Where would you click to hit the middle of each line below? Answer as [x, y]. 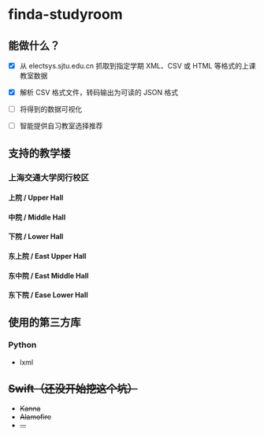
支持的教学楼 [39, 153]
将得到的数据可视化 [51, 109]
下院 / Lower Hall [36, 237]
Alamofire [35, 417]
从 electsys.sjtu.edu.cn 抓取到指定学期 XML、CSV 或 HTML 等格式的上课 [138, 66]
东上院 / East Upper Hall [47, 256]
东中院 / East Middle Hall [48, 275]
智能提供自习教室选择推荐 [61, 126]
